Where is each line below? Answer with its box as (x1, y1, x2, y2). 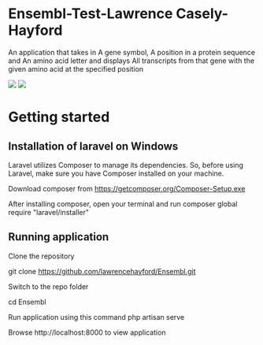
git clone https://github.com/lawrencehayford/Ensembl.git (8, 266, 196, 276)
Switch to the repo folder (8, 281, 89, 291)
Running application (8, 230, 109, 244)
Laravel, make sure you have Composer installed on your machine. (8, 169, 224, 178)
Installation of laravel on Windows (8, 139, 179, 153)
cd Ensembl (8, 297, 46, 306)
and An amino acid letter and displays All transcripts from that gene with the (8, 56, 254, 65)
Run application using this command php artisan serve (8, 312, 185, 321)
